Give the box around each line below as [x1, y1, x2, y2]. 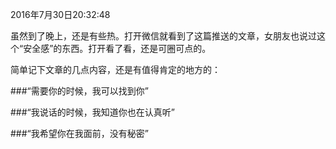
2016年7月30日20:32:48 [10, 9, 111, 20]
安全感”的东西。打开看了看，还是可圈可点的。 [23, 43, 212, 54]
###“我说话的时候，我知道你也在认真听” [10, 106, 175, 118]
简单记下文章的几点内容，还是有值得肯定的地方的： [10, 64, 221, 75]
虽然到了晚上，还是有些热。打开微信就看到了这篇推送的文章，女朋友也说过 [10, 30, 317, 42]
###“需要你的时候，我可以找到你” [10, 85, 149, 97]
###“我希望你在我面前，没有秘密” [10, 128, 149, 139]
